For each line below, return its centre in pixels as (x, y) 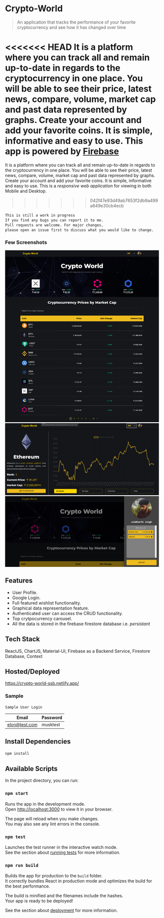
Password (52, 718)
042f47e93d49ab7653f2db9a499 (124, 200)
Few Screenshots (26, 242)
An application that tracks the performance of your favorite (76, 22)
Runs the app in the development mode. (45, 804)
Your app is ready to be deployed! (39, 901)
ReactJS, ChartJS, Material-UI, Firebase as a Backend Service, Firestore (78, 651)
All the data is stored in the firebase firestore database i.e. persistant (81, 624)
